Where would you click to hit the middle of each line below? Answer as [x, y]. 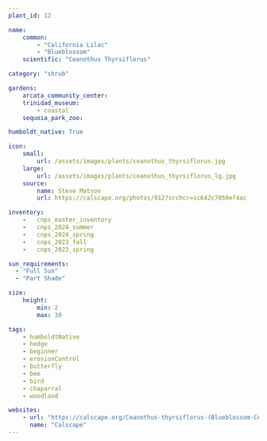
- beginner [41, 352]
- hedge [35, 344]
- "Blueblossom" [64, 52]
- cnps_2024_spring [58, 234]
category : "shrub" [39, 74]
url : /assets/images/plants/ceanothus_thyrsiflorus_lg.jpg [137, 176]
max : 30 [49, 315]
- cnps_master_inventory [67, 220]
